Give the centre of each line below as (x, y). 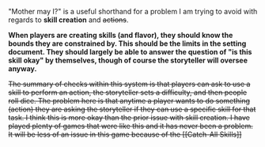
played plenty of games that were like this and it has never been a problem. (131, 126)
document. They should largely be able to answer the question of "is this (130, 52)
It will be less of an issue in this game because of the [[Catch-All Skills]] (125, 134)
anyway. (23, 69)
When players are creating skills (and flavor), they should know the (121, 35)
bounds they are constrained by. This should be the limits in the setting (127, 43)
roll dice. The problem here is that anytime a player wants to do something (129, 101)
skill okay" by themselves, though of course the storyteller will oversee (128, 60)
